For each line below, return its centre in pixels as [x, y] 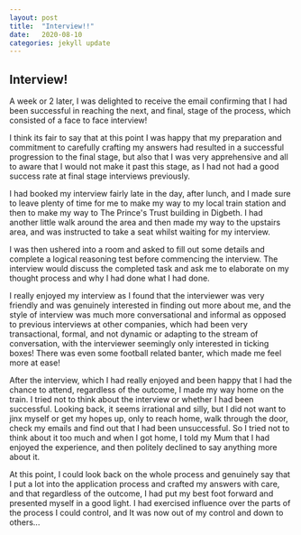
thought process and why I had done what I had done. [109, 278]
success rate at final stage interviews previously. [100, 176]
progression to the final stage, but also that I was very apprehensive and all [149, 157]
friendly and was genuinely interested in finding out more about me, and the [150, 305]
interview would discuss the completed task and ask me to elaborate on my [150, 269]
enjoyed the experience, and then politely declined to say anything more [143, 447]
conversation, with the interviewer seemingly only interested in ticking [139, 344]
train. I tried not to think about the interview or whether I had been [132, 400]
